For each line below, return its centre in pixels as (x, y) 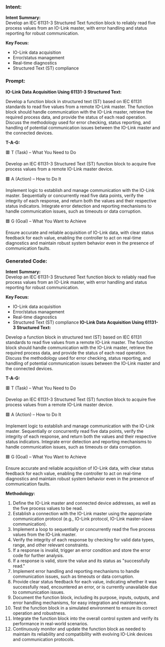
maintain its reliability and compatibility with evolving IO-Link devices (82, 634)
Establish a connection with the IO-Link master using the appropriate (82, 513)
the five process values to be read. (48, 508)
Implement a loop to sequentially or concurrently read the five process (84, 529)
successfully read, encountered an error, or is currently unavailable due (85, 587)
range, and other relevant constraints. (51, 545)
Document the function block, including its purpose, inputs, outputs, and (86, 597)
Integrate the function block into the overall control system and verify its (85, 618)
